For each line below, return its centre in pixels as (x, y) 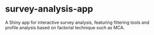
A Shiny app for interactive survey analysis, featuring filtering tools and (77, 22)
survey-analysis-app (49, 9)
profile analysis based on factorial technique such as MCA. (65, 27)
